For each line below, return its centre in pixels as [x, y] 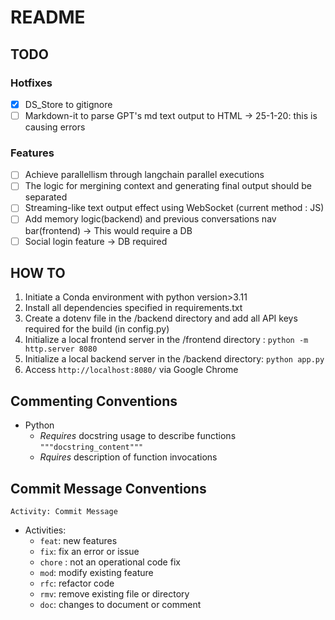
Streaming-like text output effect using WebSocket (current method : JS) [174, 208]
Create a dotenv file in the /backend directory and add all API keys [161, 318]
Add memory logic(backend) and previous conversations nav [150, 219]
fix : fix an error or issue [89, 552]
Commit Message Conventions [108, 488]
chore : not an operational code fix [110, 562]
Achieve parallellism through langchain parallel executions [144, 175]
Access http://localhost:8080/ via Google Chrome [131, 370]
